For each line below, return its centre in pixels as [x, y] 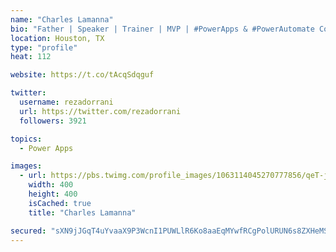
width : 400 [51, 185]
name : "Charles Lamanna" [62, 19]
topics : [26, 139]
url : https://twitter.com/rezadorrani [100, 111]
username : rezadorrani [66, 102]
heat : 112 [31, 57]
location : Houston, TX [57, 38]
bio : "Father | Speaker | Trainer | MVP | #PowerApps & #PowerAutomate [162, 29]
